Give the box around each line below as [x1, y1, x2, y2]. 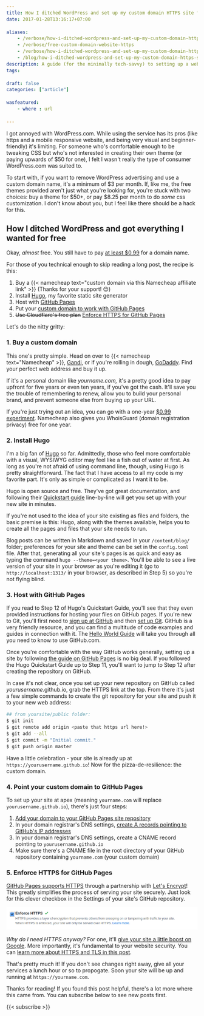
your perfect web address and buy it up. [6, 365, 107, 372]
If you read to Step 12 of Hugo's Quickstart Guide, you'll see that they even [6, 604, 193, 612]
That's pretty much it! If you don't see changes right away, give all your [6, 960, 185, 968]
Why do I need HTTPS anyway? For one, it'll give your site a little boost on [6, 936, 192, 943]
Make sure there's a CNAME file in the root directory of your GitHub [15, 847, 185, 854]
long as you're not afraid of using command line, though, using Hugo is [6, 463, 184, 470]
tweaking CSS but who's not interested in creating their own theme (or [6, 149, 183, 156]
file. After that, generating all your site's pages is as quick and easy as [6, 550, 182, 557]
